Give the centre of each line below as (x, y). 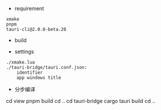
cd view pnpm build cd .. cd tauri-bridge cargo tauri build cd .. (81, 101)
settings (24, 51)
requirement (29, 8)
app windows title (39, 78)
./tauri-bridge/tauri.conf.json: (47, 67)
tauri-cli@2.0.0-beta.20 (36, 29)
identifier (30, 73)
